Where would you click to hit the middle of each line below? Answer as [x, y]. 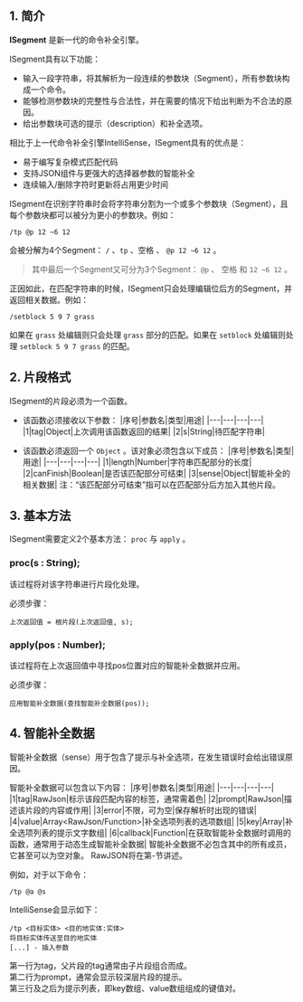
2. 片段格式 [40, 378]
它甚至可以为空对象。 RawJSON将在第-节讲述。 [99, 855]
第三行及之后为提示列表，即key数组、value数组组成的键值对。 [125, 988]
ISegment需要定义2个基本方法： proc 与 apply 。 [100, 539]
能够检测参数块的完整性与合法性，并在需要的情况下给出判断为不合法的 [153, 100]
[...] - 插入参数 [39, 948]
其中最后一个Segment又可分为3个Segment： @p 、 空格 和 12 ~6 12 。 [161, 269]
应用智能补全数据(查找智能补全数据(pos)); [80, 704]
